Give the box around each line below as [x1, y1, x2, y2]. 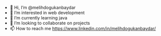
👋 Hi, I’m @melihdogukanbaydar [9, 5, 76, 10]
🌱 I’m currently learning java [9, 15, 68, 20]
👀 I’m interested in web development [9, 10, 85, 16]
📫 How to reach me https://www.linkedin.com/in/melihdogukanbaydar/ [9, 26, 156, 31]
